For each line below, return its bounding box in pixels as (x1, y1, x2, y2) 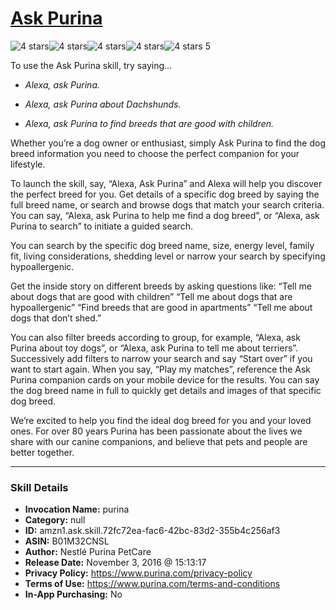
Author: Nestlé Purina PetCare (24, 546, 152, 558)
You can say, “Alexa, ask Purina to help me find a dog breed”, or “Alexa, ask (10, 209, 320, 221)
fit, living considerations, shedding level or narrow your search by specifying (10, 250, 326, 262)
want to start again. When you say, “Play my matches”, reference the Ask (10, 363, 312, 375)
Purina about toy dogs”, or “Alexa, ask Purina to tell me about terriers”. (10, 342, 299, 354)
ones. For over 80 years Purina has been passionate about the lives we (10, 425, 303, 437)
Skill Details (10, 480, 69, 494)
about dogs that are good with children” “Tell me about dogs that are (10, 290, 293, 302)
